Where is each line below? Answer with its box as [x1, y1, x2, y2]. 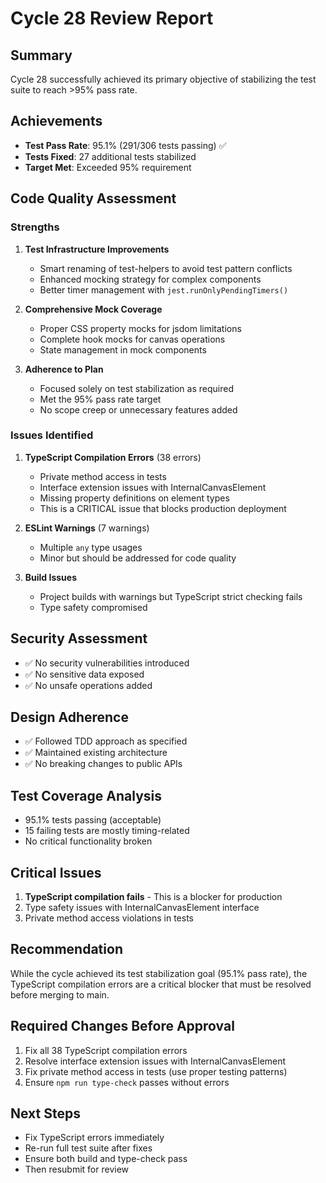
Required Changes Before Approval [10, 1018, 235, 1035]
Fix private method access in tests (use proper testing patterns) [24, 1065, 288, 1077]
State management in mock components [39, 343, 207, 356]
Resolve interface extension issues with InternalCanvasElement [24, 1055, 287, 1067]
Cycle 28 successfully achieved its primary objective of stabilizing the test [10, 73, 317, 85]
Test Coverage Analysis [10, 787, 162, 804]
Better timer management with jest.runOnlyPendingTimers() [39, 283, 289, 296]
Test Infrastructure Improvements [24, 243, 170, 255]
